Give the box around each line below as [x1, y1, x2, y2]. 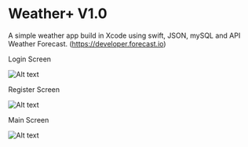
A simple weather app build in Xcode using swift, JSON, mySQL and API [8, 31, 241, 40]
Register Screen [8, 84, 60, 94]
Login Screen [8, 54, 52, 64]
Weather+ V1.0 [8, 5, 108, 23]
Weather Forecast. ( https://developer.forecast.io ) [8, 39, 166, 48]
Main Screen [8, 115, 49, 124]
